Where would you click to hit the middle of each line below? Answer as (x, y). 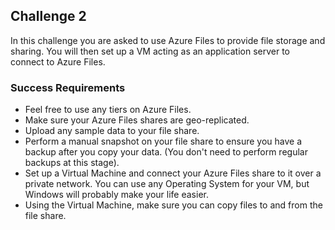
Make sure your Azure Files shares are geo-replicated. (137, 120)
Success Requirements (68, 87)
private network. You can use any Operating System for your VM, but (167, 184)
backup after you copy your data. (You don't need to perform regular (166, 152)
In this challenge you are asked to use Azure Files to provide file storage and (168, 40)
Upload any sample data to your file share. (112, 131)
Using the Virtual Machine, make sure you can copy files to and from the (173, 205)
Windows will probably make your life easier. (116, 195)
